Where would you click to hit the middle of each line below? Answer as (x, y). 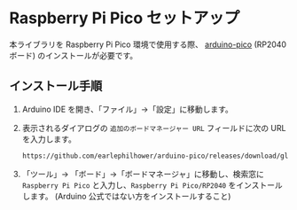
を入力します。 (49, 139)
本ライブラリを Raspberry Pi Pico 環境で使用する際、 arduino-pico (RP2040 (148, 44)
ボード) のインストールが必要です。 (74, 55)
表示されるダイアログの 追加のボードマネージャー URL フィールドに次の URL (154, 128)
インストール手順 (56, 86)
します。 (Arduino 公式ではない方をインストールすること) (126, 196)
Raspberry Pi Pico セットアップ (125, 18)
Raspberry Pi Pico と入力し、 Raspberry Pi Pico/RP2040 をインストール (152, 185)
